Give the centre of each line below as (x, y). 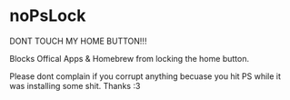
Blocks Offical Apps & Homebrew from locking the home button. (130, 58)
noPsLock (48, 16)
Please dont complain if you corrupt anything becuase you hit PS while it (145, 76)
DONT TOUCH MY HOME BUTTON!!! (78, 41)
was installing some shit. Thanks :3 (75, 85)
